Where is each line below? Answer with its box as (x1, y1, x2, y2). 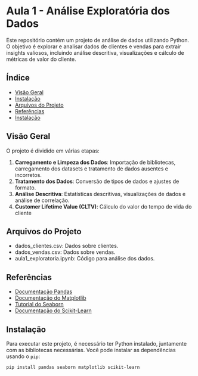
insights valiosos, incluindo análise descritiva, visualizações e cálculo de (6, 49, 185, 56)
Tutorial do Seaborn (14, 301, 64, 308)
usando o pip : (6, 353, 41, 360)
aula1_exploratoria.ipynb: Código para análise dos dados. (14, 255, 155, 262)
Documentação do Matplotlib (14, 294, 86, 302)
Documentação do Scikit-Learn (14, 307, 92, 314)
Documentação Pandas (14, 288, 73, 296)
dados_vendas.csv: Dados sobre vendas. (14, 248, 116, 256)
